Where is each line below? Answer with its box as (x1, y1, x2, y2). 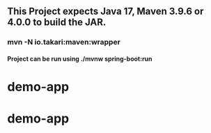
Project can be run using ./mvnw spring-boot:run (7, 54, 153, 63)
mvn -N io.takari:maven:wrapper (7, 38, 120, 47)
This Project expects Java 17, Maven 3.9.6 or (7, 6, 204, 17)
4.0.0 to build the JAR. (7, 17, 107, 29)
